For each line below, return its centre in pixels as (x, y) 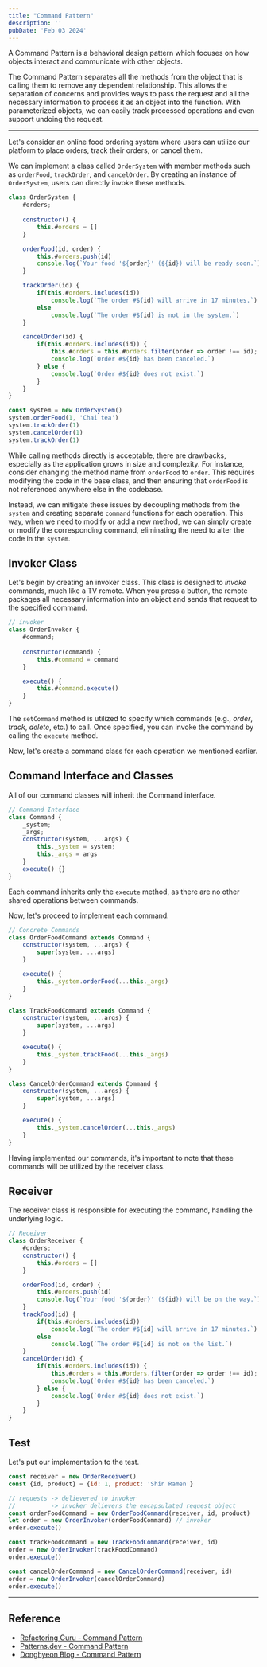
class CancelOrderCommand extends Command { (83, 1083)
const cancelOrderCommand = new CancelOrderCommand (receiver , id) (120, 1571)
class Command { (35, 817)
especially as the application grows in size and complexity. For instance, (126, 463)
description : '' (35, 23)
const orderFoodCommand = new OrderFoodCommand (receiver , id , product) (129, 1513)
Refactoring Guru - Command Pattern (81, 1638)
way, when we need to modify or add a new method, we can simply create (130, 521)
